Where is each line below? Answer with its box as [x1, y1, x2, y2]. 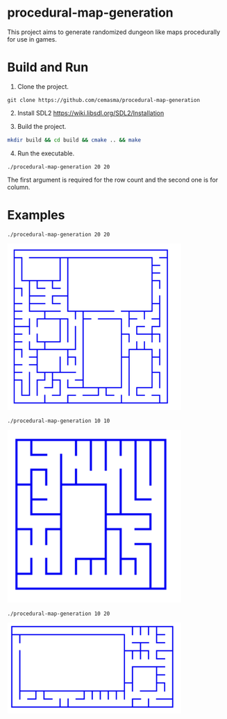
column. [7, 182, 31, 191]
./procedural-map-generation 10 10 [7, 417, 110, 424]
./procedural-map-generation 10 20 [7, 610, 110, 617]
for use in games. [7, 35, 58, 43]
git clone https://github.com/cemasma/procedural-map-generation [7, 96, 200, 103]
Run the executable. [17, 149, 75, 157]
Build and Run [7, 60, 89, 76]
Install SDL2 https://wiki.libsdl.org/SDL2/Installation [17, 109, 165, 117]
